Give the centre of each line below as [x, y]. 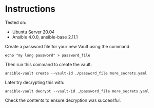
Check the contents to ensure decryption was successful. [63, 100]
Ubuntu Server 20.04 [33, 32]
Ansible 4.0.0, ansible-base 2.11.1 [45, 37]
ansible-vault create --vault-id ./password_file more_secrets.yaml [76, 73]
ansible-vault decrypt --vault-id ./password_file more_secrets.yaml [77, 91]
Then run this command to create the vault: [48, 64]
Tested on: [16, 22]
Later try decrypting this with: [35, 82]
